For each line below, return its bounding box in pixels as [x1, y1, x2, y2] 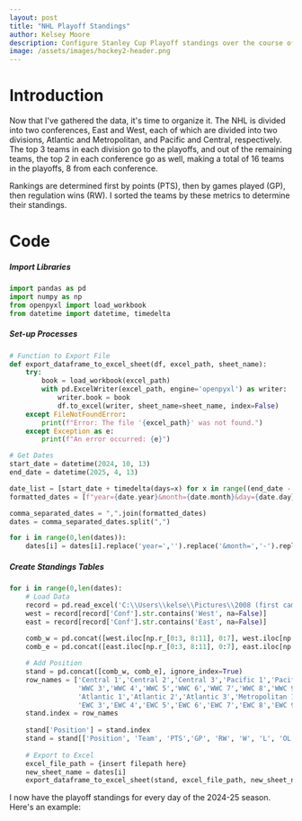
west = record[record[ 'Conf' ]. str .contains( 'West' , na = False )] [25, 609, 268, 618]
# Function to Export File [9, 351, 111, 360]
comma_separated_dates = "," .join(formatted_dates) [9, 509, 207, 518]
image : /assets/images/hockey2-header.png [9, 47, 171, 56]
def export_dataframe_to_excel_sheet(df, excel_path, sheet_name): [9, 359, 268, 369]
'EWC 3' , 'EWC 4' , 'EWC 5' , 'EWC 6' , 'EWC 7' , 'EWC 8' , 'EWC [77, 700, 288, 709]
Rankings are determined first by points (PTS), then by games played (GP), [9, 181, 286, 192]
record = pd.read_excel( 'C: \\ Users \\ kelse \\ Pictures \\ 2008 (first [25, 600, 280, 609]
